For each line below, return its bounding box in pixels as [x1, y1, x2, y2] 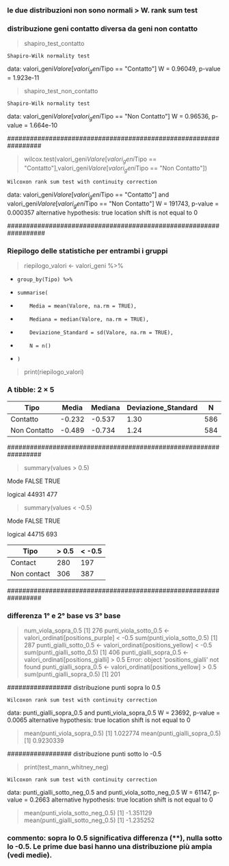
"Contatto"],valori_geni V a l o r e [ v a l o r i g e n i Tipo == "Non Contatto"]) [23, 164, 207, 173]
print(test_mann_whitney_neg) [23, 763, 109, 771]
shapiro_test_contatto [23, 40, 85, 48]
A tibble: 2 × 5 [7, 385, 55, 395]
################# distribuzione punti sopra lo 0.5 [7, 683, 161, 691]
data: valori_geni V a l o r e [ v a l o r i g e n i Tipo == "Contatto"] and [7, 190, 170, 201]
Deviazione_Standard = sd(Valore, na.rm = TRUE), [29, 330, 174, 336]
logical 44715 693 [7, 530, 58, 538]
